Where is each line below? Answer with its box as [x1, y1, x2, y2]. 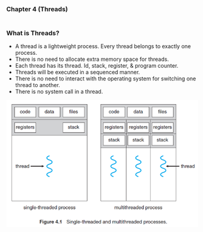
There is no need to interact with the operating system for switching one [15, 75, 196, 82]
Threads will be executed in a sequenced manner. [15, 69, 140, 76]
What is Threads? [6, 29, 60, 37]
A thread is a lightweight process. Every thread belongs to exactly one [15, 43, 191, 50]
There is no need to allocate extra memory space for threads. [15, 55, 169, 63]
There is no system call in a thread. [15, 88, 103, 96]
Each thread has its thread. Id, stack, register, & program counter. [15, 62, 179, 69]
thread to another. [15, 82, 61, 89]
